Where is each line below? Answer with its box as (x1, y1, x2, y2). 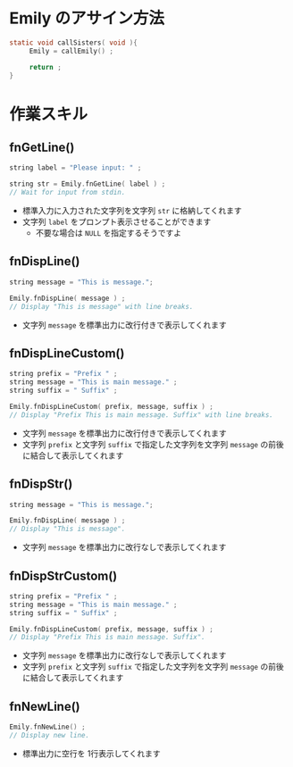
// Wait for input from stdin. (9, 188, 126, 197)
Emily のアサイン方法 (9, 8, 165, 29)
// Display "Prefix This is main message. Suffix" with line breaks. (9, 410, 274, 420)
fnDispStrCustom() (9, 568, 118, 583)
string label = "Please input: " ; (9, 163, 142, 172)
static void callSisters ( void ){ (9, 38, 138, 47)
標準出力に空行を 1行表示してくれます (21, 747, 161, 759)
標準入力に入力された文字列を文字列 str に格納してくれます (21, 205, 243, 216)
